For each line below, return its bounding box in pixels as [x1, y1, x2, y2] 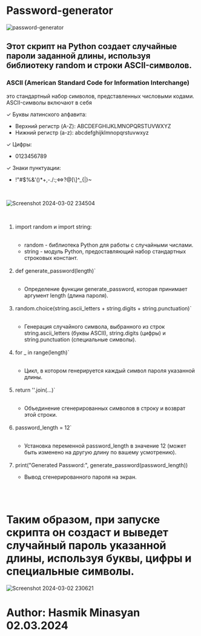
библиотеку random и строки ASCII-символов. [6, 60, 192, 70]
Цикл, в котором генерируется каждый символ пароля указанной [24, 367, 196, 374]
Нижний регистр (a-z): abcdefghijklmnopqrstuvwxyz [15, 129, 150, 136]
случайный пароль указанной [6, 538, 166, 552]
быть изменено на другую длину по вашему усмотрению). [24, 448, 177, 456]
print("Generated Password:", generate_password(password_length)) [15, 461, 188, 468]
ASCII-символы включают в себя [6, 98, 92, 106]
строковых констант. [24, 254, 78, 261]
